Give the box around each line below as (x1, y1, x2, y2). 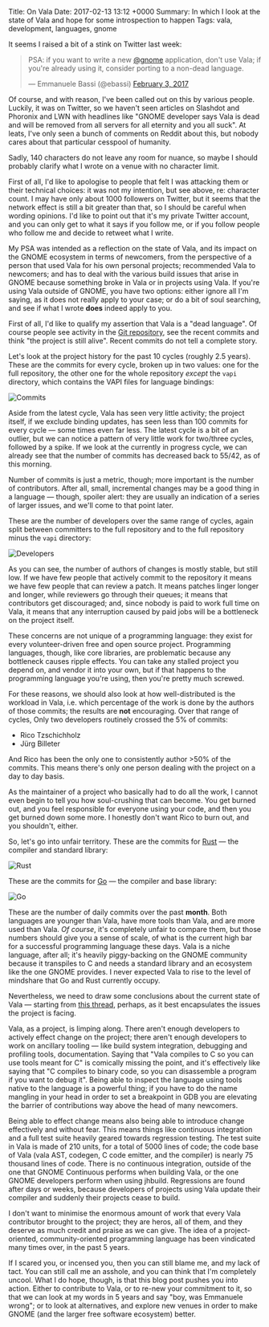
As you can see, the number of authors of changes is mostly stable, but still (8, 564, 259, 573)
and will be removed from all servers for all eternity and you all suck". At (8, 120, 247, 129)
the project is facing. (8, 1008, 76, 1018)
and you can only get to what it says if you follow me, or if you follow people (8, 220, 260, 229)
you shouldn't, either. (8, 821, 79, 830)
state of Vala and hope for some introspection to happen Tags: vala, (8, 15, 233, 25)
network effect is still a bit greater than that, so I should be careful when (8, 202, 247, 212)
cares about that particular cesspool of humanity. (8, 137, 171, 147)
